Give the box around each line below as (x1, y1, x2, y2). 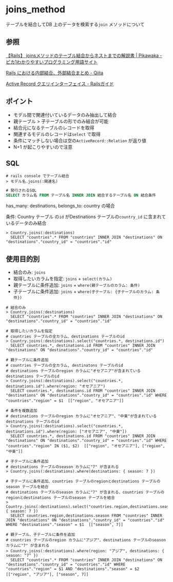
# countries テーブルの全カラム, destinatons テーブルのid (6, 363, 124, 368)
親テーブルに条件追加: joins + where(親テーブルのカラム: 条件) (13, 281, 141, 288)
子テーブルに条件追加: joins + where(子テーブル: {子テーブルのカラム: (13, 288, 154, 294)
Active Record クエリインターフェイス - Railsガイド (6, 81, 114, 87)
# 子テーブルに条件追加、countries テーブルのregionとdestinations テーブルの (6, 479, 161, 484)
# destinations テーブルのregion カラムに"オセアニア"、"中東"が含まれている (6, 414, 157, 419)
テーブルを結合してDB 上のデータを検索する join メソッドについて (6, 21, 145, 27)
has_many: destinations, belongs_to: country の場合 (6, 203, 115, 209)
